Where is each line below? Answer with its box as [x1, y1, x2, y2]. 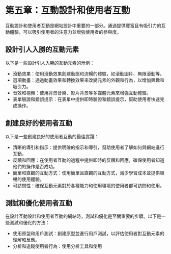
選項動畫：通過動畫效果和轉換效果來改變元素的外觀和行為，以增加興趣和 [12, 77, 164, 83]
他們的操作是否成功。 [12, 163, 58, 169]
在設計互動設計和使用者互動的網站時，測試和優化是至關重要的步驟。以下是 [5, 213, 161, 219]
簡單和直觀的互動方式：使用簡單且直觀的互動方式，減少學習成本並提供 [12, 169, 160, 176]
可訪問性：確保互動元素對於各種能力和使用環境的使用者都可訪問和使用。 [12, 182, 164, 189]
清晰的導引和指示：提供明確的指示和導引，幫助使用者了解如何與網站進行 [12, 144, 164, 150]
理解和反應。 [12, 237, 40, 243]
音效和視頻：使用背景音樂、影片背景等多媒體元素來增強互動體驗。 [12, 90, 151, 96]
